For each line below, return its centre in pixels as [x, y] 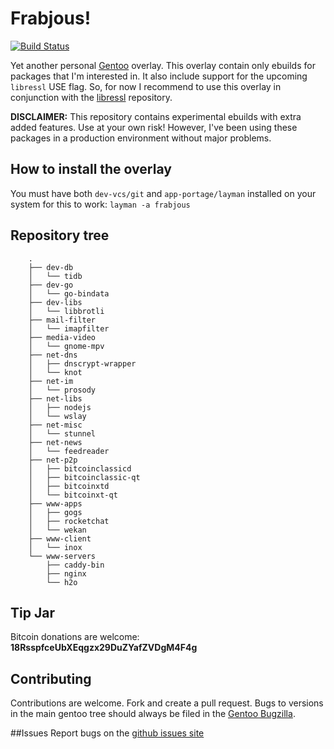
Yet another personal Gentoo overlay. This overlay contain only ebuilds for [163, 65]
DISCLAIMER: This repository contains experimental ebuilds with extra [156, 116]
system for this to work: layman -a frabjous [100, 204]
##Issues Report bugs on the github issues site [107, 733]
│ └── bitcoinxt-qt [73, 495]
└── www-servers [62, 556]
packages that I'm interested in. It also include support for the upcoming [159, 76]
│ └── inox [55, 547]
